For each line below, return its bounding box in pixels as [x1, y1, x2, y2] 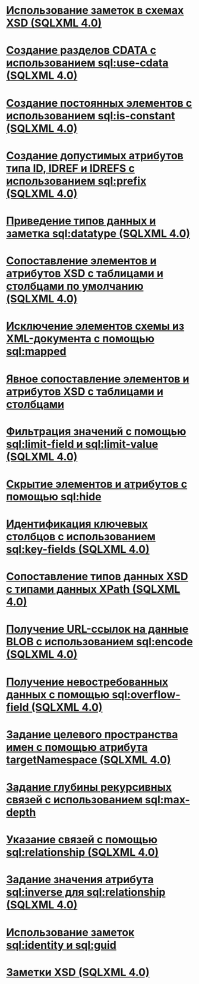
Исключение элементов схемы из [6, 320, 185, 333]
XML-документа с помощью [6, 332, 154, 346]
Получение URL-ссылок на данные [6, 623, 189, 636]
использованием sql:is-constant [6, 109, 175, 122]
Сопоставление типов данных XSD [6, 570, 188, 583]
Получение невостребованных [6, 675, 168, 689]
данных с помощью [6, 688, 110, 701]
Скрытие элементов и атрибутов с [6, 477, 188, 491]
